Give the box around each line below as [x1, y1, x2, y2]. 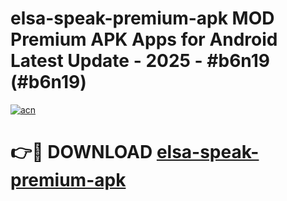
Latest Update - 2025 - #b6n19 [10, 50, 270, 72]
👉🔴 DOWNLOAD [10, 141, 153, 164]
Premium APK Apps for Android [10, 28, 278, 51]
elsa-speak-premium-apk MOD [10, 7, 275, 30]
